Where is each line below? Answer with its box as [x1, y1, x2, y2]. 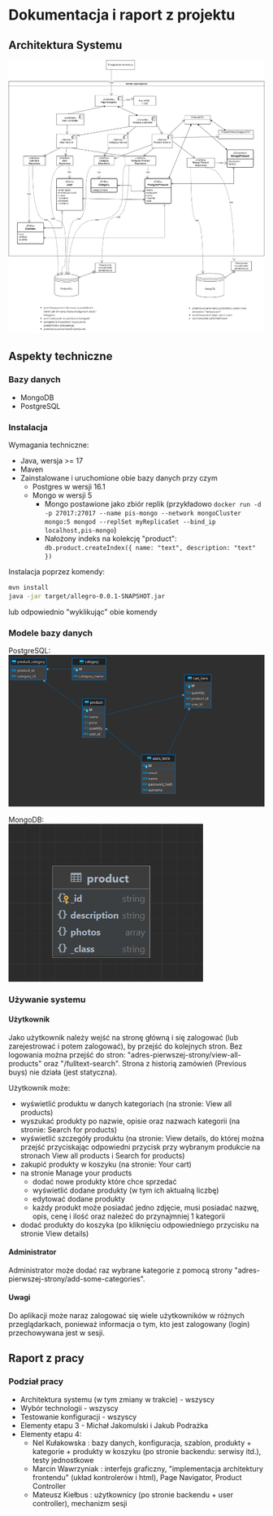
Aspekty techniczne [8, 349, 113, 363]
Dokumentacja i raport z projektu [8, 6, 236, 24]
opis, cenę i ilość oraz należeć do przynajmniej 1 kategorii [32, 1211, 226, 1221]
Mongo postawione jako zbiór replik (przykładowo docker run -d [44, 499, 262, 509]
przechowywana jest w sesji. [8, 1328, 106, 1338]
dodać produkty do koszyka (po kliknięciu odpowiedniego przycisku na [19, 1219, 260, 1229]
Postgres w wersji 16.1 [32, 482, 106, 492]
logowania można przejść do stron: [8, 1049, 126, 1060]
